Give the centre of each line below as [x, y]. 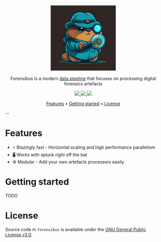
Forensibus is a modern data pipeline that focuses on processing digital [83, 78]
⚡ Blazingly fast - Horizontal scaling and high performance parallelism [83, 147]
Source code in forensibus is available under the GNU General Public [76, 229]
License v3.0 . [19, 235]
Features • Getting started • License [83, 104]
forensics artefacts [83, 84]
